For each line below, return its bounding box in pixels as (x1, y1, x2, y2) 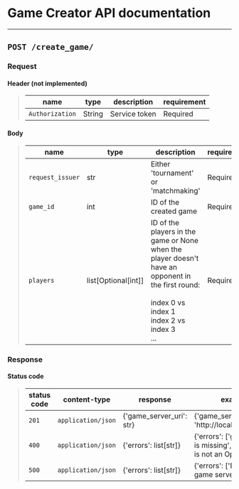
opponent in (150, 271, 191, 281)
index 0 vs (150, 297, 186, 307)
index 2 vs (150, 315, 186, 325)
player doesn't (150, 253, 199, 263)
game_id (28, 203, 55, 210)
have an (150, 262, 178, 272)
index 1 (150, 306, 176, 316)
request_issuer (28, 173, 80, 181)
